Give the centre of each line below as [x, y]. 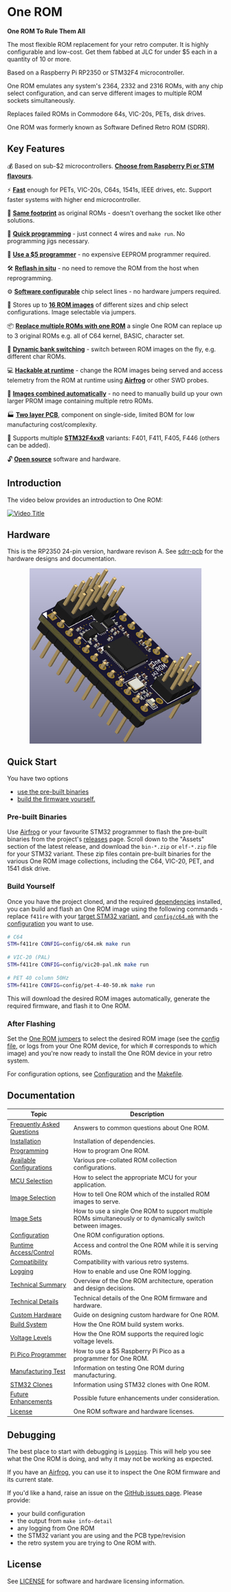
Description [147, 1114]
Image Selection [33, 1198]
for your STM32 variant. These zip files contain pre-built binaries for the [109, 854]
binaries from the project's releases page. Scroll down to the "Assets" [106, 839]
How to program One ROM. [111, 1151]
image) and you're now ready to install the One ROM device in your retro [110, 1054]
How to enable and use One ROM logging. [132, 1271]
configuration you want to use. [51, 923]
